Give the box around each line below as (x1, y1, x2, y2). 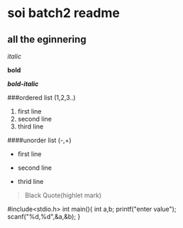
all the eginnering (7, 33, 87, 45)
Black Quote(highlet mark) (24, 191, 101, 200)
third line (17, 122, 44, 131)
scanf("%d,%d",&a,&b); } (7, 212, 81, 221)
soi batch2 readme (7, 5, 121, 21)
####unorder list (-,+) (7, 136, 72, 144)
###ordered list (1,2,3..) (7, 94, 76, 102)
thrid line (17, 178, 44, 185)
